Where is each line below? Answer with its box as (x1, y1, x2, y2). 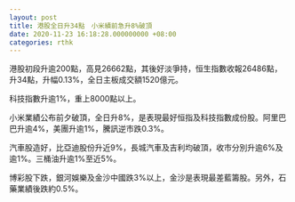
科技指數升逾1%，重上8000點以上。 (9, 93, 141, 104)
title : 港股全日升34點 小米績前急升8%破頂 (9, 21, 153, 30)
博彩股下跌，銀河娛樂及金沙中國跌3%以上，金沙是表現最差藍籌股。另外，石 (9, 173, 287, 183)
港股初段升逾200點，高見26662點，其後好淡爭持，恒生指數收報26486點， (9, 63, 283, 74)
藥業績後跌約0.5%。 (9, 183, 84, 194)
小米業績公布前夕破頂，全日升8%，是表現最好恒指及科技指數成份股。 (9, 112, 264, 123)
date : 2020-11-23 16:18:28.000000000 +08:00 (9, 29, 177, 38)
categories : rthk (9, 37, 74, 47)
